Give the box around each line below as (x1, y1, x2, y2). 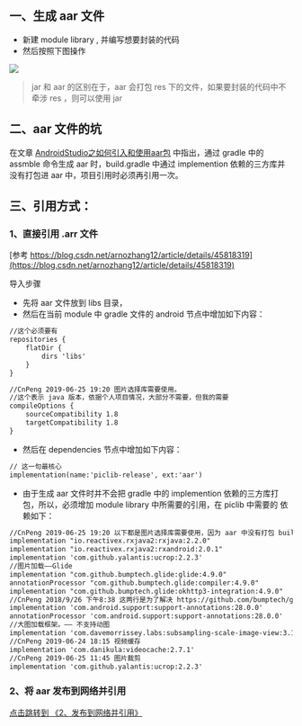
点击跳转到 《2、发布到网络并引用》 (9, 707, 143, 718)
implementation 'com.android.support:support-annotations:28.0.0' (9, 604, 263, 613)
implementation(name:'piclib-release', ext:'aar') (9, 471, 203, 480)
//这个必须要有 (9, 327, 58, 336)
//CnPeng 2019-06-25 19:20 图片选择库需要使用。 (9, 385, 182, 394)
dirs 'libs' (41, 352, 87, 361)
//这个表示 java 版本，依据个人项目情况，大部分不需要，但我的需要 (9, 393, 229, 402)
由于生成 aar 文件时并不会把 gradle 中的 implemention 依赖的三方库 (22, 488, 271, 498)
